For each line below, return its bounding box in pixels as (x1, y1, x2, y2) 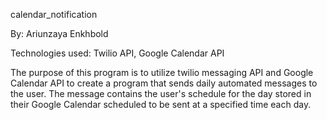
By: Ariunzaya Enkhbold (10, 28, 109, 39)
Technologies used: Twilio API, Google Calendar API (10, 47, 225, 59)
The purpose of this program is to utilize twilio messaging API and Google (10, 67, 314, 78)
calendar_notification (10, 9, 98, 20)
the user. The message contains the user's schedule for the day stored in (10, 88, 312, 99)
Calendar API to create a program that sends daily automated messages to (10, 77, 318, 89)
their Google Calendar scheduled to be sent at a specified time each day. (10, 99, 312, 110)
